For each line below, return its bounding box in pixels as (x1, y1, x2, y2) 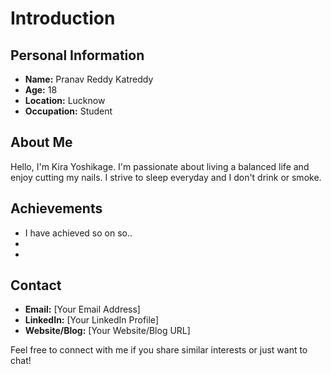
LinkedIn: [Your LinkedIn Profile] (24, 314, 159, 326)
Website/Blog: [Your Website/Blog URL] (24, 325, 191, 337)
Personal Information (10, 47, 145, 64)
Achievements (10, 200, 103, 217)
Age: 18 (24, 84, 58, 96)
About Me (10, 134, 73, 151)
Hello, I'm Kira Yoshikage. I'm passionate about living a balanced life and (10, 160, 310, 172)
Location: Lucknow (24, 95, 106, 106)
